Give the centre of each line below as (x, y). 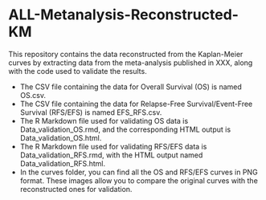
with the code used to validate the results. (78, 71)
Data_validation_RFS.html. (63, 163)
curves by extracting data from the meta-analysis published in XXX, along (131, 63)
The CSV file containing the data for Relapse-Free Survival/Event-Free (136, 104)
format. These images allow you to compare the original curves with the (139, 180)
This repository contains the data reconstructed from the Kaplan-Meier (126, 54)
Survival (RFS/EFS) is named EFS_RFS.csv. (91, 112)
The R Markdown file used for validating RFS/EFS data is (113, 146)
